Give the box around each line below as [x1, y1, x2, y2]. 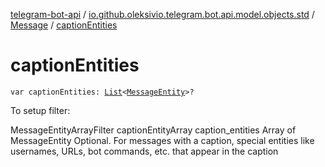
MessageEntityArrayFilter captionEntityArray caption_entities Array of [10, 124, 297, 136]
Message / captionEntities [10, 19, 118, 31]
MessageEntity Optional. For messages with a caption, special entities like [10, 134, 315, 146]
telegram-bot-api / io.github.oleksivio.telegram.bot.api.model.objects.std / [10, 9, 315, 20]
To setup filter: [10, 104, 71, 116]
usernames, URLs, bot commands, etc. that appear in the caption [10, 145, 279, 157]
